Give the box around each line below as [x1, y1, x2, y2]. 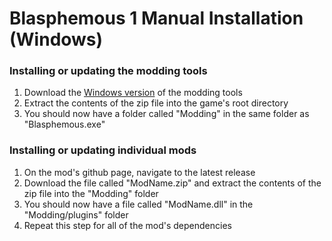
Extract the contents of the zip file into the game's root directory [23, 97, 289, 109]
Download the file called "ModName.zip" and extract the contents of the [23, 177, 322, 189]
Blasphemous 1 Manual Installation [9, 7, 304, 30]
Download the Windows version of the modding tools [23, 87, 243, 99]
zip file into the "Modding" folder [23, 187, 159, 199]
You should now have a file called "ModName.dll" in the [23, 198, 254, 210]
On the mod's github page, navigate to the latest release [23, 166, 256, 178]
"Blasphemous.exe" [23, 118, 106, 131]
